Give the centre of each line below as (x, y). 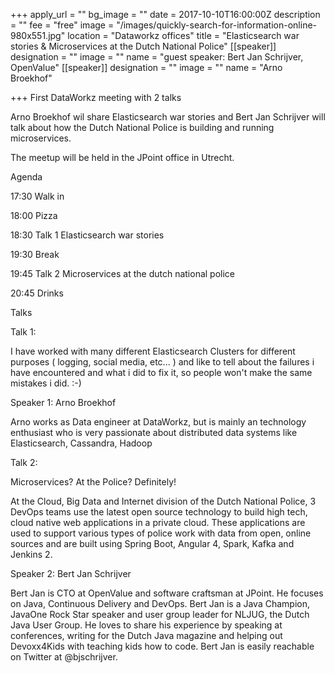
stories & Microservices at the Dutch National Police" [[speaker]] (143, 46)
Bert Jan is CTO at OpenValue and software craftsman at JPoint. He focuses (167, 593)
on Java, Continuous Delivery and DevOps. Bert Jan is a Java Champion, (160, 603)
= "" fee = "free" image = (62, 25)
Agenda (26, 177)
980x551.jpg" (38, 35)
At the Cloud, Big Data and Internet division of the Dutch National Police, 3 (163, 501)
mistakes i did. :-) (46, 383)
